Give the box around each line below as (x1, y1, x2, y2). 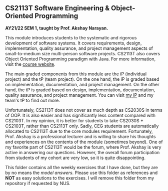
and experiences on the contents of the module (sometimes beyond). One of (5, 139, 163, 145)
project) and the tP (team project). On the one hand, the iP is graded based (5, 76, 159, 82)
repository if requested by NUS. (5, 180, 71, 186)
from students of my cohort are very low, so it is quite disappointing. (5, 155, 146, 161)
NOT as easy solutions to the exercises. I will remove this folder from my (5, 175, 154, 181)
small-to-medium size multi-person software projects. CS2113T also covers (5, 50, 160, 56)
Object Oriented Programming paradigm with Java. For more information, (5, 56, 156, 62)
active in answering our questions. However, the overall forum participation (5, 149, 160, 155)
